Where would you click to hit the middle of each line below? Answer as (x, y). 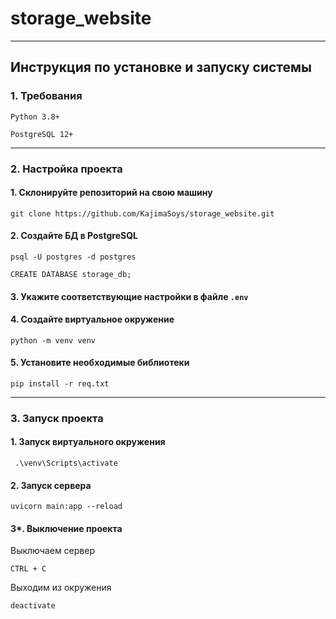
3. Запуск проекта (57, 418)
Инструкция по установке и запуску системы (161, 67)
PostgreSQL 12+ (42, 134)
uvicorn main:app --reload (66, 507)
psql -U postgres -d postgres (73, 257)
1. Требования (46, 96)
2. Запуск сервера (51, 485)
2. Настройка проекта (66, 169)
